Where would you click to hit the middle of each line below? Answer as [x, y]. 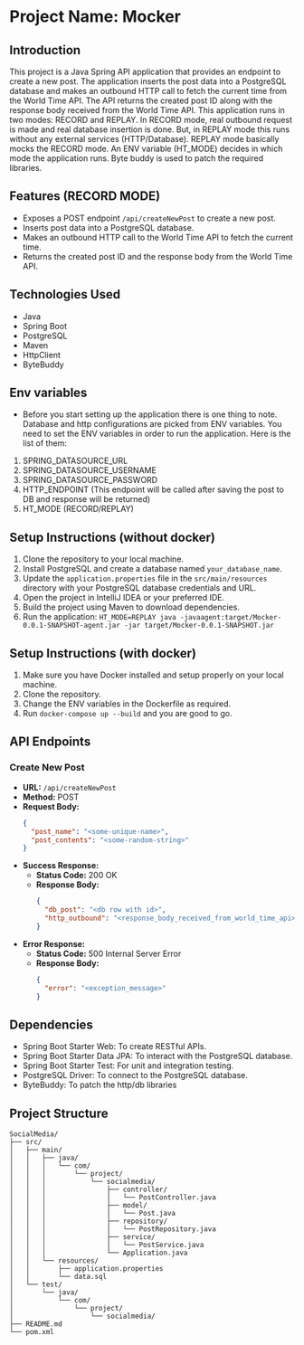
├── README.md [36, 1324]
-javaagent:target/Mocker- [231, 618]
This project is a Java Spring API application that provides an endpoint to [145, 71]
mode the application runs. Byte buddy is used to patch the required [137, 158]
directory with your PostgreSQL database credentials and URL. [139, 588]
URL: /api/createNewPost [69, 787]
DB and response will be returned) [86, 499]
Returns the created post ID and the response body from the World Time [157, 256]
